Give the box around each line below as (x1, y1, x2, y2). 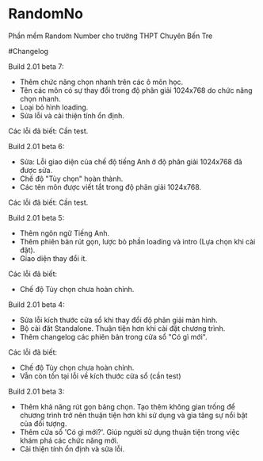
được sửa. (19, 165, 53, 175)
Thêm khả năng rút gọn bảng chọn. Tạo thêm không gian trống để (19, 401, 235, 411)
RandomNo (8, 5, 83, 23)
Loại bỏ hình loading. (19, 102, 89, 112)
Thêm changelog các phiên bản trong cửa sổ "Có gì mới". (19, 332, 208, 341)
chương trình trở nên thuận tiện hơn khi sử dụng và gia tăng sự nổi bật (19, 410, 248, 420)
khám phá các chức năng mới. (19, 436, 119, 445)
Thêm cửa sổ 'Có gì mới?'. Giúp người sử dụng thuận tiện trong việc (19, 427, 240, 436)
